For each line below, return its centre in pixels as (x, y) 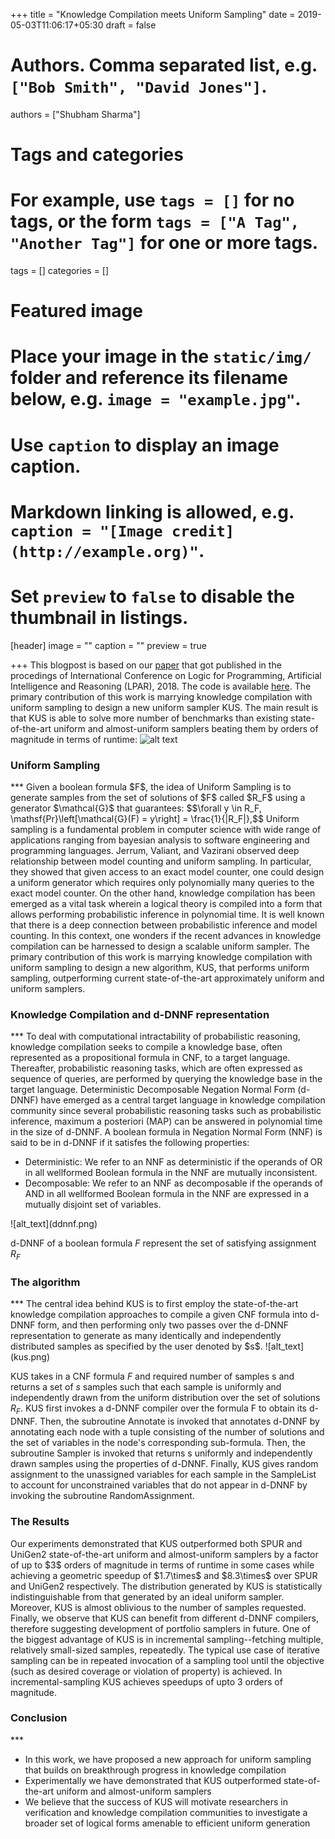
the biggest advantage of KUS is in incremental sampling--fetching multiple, (167, 1639)
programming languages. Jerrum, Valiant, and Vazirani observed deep (155, 851)
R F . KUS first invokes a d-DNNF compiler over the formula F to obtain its (158, 1409)
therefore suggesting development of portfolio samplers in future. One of (160, 1628)
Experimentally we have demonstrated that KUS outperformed (153, 1780)
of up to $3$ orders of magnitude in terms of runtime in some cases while (162, 1565)
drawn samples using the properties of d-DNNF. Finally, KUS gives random (164, 1464)
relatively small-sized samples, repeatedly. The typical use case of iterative (165, 1650)
